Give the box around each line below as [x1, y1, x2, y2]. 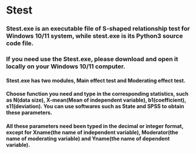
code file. [6, 39, 34, 48]
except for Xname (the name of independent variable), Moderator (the [6, 129, 178, 136]
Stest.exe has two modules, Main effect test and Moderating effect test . [6, 77, 186, 84]
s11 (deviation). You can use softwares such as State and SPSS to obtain [6, 103, 184, 110]
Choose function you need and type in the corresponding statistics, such [6, 91, 189, 98]
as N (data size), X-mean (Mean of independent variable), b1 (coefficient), [6, 96, 187, 103]
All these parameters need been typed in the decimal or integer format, [6, 122, 184, 129]
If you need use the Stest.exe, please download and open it [6, 55, 178, 63]
